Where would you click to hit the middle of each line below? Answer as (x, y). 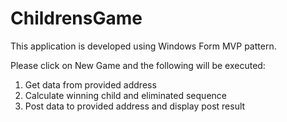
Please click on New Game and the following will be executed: (138, 65)
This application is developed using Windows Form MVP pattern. (143, 46)
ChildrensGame (76, 18)
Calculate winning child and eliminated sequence (125, 95)
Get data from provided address (90, 84)
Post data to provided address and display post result (135, 106)
